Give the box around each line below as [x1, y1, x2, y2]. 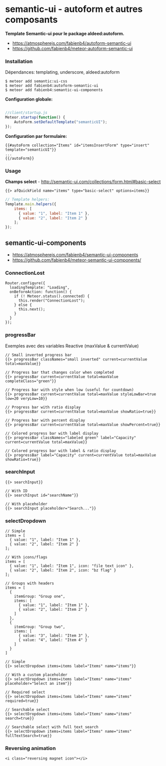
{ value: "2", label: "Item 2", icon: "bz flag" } [9, 568, 116, 573]
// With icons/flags [5, 555, 48, 560]
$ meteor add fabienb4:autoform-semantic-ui [5, 83, 99, 88]
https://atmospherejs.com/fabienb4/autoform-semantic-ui [12, 40, 131, 46]
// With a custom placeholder [5, 672, 68, 677]
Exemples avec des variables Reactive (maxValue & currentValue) [5, 342, 139, 349]
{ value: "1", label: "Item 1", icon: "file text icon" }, [9, 563, 134, 568]
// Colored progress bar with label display [5, 431, 99, 436]
